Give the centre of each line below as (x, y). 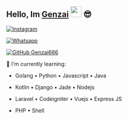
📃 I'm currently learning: (36, 64)
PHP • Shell (30, 110)
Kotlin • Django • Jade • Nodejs (55, 87)
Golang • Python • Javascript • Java (61, 75)
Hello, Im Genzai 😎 (49, 15)
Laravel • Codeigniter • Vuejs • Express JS (69, 99)
